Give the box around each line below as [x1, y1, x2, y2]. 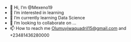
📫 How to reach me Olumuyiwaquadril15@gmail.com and [9, 26, 127, 31]
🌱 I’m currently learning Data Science [9, 15, 85, 20]
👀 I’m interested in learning [9, 10, 64, 15]
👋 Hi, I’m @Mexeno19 [9, 5, 53, 10]
